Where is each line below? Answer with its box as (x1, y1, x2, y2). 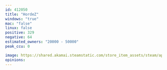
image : (5, 53, 19, 58)
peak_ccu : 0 (5, 44, 30, 49)
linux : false (5, 26, 32, 31)
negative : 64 (5, 35, 32, 40)
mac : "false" (5, 21, 32, 26)
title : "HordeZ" (5, 12, 39, 17)
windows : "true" (5, 16, 39, 21)
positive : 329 (5, 30, 35, 35)
